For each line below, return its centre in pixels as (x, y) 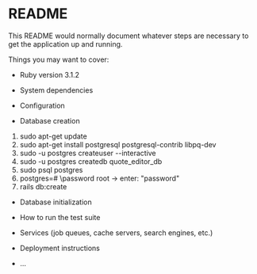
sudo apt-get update (53, 136)
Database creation (50, 120)
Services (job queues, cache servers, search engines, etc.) (116, 232)
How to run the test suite (60, 217)
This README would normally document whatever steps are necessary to (128, 36)
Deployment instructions (60, 248)
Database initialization (56, 202)
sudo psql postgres (51, 169)
